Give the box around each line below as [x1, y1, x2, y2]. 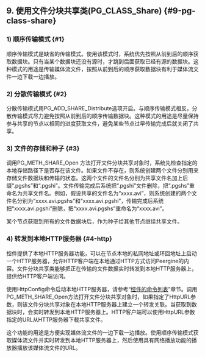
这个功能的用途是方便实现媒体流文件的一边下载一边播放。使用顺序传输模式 [6, 328, 193, 336]
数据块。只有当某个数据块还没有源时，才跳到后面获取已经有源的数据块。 [11, 57, 193, 65]
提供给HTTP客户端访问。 [6, 272, 69, 280]
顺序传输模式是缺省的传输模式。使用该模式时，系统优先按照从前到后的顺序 [6, 50, 193, 57]
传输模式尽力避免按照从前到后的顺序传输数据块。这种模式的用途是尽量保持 [11, 112, 199, 119]
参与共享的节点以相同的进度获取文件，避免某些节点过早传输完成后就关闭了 [6, 119, 193, 127]
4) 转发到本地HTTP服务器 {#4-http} [6, 235, 113, 243]
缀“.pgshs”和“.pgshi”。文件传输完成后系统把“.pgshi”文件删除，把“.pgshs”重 [6, 182, 195, 189]
